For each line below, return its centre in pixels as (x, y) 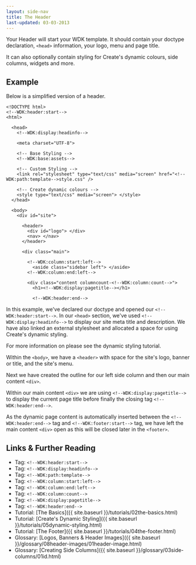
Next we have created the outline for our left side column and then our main (98, 375)
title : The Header (29, 17)
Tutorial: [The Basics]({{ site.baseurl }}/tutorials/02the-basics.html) (96, 512)
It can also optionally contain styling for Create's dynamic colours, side (92, 57)
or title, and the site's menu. (40, 363)
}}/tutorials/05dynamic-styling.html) (58, 525)
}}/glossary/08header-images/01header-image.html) (78, 544)
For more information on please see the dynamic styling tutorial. (84, 346)
